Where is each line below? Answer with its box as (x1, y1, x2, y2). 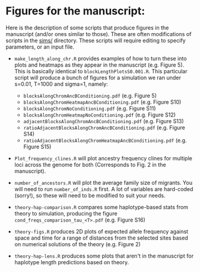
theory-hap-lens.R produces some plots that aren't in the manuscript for (14, 252, 194, 259)
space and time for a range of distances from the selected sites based (14, 234, 189, 241)
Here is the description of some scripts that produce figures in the (5, 24, 169, 31)
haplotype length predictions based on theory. (14, 258, 130, 265)
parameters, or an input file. (5, 43, 74, 50)
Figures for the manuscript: (5, 4, 145, 18)
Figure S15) (23, 143, 52, 150)
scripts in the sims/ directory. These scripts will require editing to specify (5, 37, 186, 44)
